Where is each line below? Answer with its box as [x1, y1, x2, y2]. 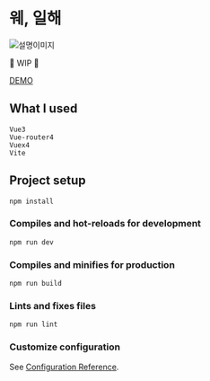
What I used [9, 101, 78, 117]
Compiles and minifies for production [9, 258, 175, 270]
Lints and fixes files [9, 300, 97, 313]
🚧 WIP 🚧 [9, 58, 39, 68]
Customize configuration [9, 341, 121, 353]
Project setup [9, 173, 87, 189]
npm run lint [9, 320, 58, 329]
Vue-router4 [9, 132, 54, 142]
